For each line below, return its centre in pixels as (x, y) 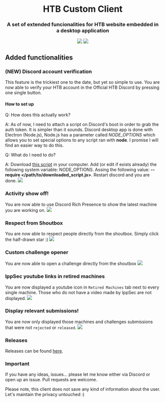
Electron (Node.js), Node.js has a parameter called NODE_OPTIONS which (80, 135)
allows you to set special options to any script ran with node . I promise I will (82, 140)
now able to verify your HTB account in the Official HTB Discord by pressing (82, 88)
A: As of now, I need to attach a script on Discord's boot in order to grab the (82, 125)
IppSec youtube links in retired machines (55, 276)
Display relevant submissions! (42, 311)
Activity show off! (27, 194)
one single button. (23, 93)
